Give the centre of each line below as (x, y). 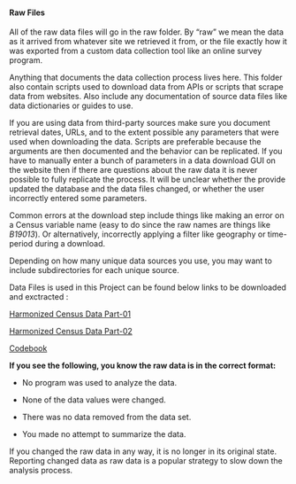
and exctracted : (39, 297)
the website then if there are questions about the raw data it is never (133, 170)
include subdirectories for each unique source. (94, 270)
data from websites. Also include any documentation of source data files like (148, 97)
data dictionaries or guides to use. (72, 105)
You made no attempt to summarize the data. (104, 434)
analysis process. (41, 471)
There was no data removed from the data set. (106, 418)
